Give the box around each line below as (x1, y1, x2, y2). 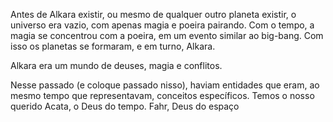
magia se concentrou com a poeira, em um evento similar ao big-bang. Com (10, 30, 324, 41)
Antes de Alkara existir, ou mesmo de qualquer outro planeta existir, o (10, 9, 297, 20)
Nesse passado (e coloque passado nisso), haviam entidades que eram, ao (10, 79, 320, 91)
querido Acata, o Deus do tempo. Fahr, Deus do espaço (10, 100, 240, 112)
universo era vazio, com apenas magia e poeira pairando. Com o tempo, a (10, 19, 315, 31)
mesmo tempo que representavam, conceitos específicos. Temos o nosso (10, 90, 315, 101)
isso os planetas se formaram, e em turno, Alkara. (10, 40, 216, 52)
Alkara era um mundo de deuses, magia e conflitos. (10, 60, 223, 71)
